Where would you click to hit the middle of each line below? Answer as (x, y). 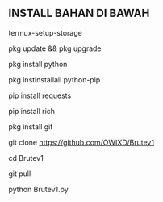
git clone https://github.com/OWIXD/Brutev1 (81, 142)
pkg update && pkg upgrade (55, 48)
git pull (20, 174)
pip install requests (40, 95)
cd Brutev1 (26, 158)
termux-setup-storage (45, 32)
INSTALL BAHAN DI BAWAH (79, 13)
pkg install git (31, 126)
